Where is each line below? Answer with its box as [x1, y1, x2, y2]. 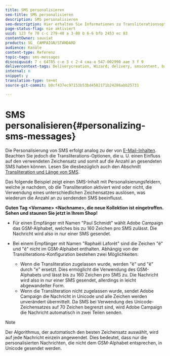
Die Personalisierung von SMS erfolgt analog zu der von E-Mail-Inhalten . [5, 147, 157, 153]
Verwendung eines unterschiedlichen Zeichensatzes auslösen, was [5, 189, 146, 195]
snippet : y [5, 73, 28, 78]
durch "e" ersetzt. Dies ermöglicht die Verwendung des [20, 266, 136, 272]
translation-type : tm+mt [5, 78, 58, 83]
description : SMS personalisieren [5, 17, 78, 22]
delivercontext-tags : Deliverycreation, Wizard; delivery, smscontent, [5, 64, 159, 69]
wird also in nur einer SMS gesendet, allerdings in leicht [20, 277, 137, 283]
